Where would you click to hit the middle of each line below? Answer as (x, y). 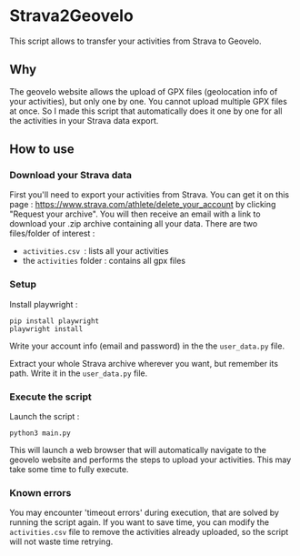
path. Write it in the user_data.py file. (79, 373)
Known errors (40, 492)
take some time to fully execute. (69, 470)
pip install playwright (55, 321)
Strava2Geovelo (71, 16)
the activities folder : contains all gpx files (104, 261)
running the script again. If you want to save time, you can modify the (140, 522)
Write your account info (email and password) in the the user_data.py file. (147, 346)
